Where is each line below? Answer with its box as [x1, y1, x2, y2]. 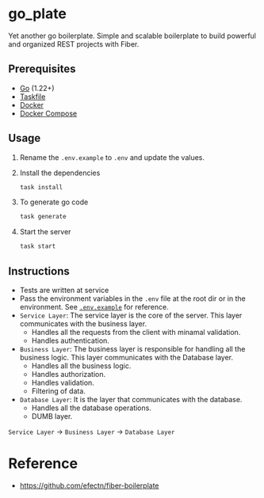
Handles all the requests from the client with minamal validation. [31, 328, 241, 336]
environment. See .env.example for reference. [19, 302, 169, 311]
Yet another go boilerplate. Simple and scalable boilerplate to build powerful [8, 31, 256, 40]
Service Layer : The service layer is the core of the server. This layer [19, 310, 243, 320]
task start [19, 242, 56, 250]
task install [19, 183, 63, 191]
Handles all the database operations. [31, 403, 152, 412]
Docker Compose [19, 108, 78, 118]
